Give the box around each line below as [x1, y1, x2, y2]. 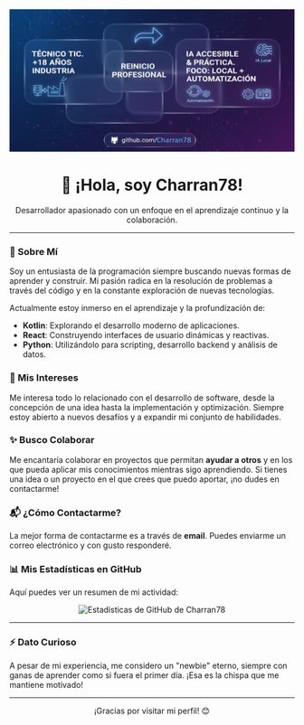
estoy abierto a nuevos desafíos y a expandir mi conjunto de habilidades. [9, 411, 282, 422]
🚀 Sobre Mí [9, 245, 59, 258]
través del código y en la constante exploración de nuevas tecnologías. [9, 285, 275, 297]
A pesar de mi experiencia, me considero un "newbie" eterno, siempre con [9, 660, 288, 671]
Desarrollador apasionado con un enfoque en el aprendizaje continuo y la [14, 204, 290, 215]
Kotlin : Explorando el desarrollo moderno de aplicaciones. [22, 320, 240, 331]
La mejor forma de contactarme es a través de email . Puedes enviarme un [9, 531, 287, 541]
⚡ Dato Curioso [9, 636, 77, 649]
